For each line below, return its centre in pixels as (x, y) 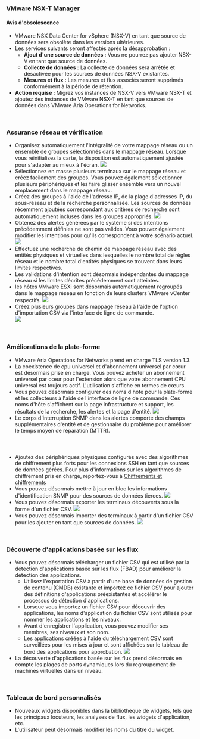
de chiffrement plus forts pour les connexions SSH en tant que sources (102, 463)
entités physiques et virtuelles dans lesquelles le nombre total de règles (102, 255)
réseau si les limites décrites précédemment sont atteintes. (87, 281)
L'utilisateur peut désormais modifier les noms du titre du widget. (94, 730)
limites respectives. (38, 268)
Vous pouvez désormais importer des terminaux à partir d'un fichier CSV (104, 515)
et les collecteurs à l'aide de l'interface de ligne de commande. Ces (97, 398)
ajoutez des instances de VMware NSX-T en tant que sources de (94, 99)
